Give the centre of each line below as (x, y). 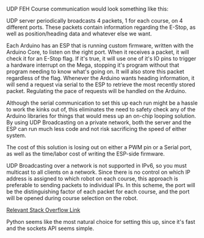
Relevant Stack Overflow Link (43, 210)
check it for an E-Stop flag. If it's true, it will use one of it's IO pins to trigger (101, 58)
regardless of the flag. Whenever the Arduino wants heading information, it (100, 78)
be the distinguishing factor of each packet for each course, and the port (98, 192)
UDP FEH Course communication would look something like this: (88, 9)
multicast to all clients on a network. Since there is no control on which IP (98, 172)
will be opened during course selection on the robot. (72, 198)
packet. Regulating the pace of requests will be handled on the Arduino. (97, 91)
